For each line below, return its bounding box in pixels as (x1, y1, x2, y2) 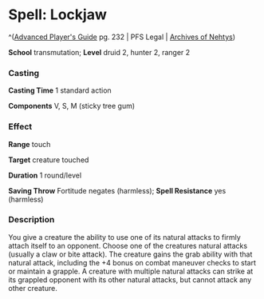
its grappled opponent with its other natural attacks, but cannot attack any (8, 274, 252, 285)
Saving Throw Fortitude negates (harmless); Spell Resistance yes (8, 185, 227, 195)
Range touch (8, 139, 51, 149)
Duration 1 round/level (8, 170, 82, 180)
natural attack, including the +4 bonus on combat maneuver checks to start (8, 257, 257, 267)
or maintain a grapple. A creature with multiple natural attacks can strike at (8, 266, 254, 276)
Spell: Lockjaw (8, 6, 108, 24)
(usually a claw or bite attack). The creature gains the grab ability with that (8, 249, 253, 259)
